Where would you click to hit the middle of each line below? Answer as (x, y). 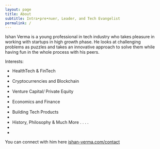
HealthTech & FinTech (34, 71)
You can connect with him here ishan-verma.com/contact (63, 142)
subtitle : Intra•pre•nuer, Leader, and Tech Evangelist (63, 18)
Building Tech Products (35, 112)
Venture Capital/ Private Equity (43, 91)
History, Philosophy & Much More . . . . (50, 122)
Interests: (15, 61)
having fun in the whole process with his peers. (52, 52)
